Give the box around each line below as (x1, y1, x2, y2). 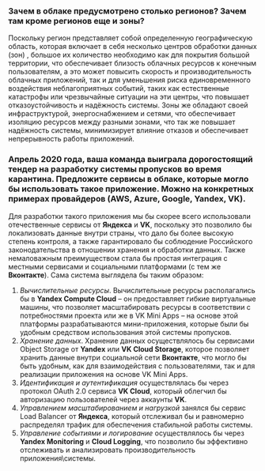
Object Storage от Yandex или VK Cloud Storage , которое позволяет (19, 344, 250, 353)
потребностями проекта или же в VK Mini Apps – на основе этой (19, 311, 239, 320)
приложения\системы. (19, 453, 97, 463)
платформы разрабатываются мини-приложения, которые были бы (19, 318, 249, 329)
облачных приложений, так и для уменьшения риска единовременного (8, 75, 251, 85)
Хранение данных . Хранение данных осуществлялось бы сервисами (19, 336, 255, 345)
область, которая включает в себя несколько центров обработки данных (8, 42, 257, 51)
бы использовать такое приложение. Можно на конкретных (8, 183, 254, 194)
